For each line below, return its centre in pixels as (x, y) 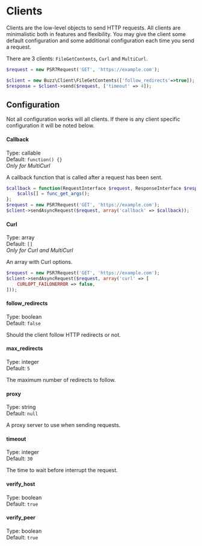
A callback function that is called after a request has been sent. (84, 177)
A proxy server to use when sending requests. (63, 425)
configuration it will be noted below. (50, 126)
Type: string (21, 407)
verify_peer (21, 518)
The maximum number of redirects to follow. (61, 380)
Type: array (20, 238)
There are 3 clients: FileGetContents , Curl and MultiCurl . (77, 58)
